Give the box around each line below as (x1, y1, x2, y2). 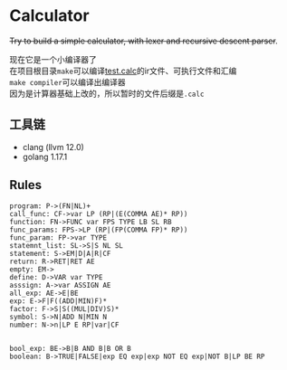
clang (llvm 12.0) (22, 141, 84, 152)
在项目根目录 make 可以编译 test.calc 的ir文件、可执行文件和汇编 (9, 65, 237, 76)
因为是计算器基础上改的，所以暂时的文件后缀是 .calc (9, 88, 205, 99)
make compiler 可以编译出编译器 (9, 76, 127, 87)
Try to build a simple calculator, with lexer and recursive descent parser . (9, 35, 278, 46)
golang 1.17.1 (22, 151, 68, 162)
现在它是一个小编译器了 (9, 53, 97, 64)
